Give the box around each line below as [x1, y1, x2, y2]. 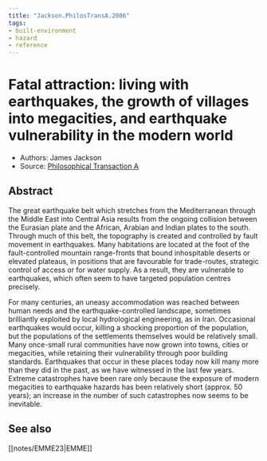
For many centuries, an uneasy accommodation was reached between [8, 297, 240, 307]
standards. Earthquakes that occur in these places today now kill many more [8, 357, 259, 366]
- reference [8, 41, 48, 49]
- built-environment [8, 26, 77, 34]
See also [8, 422, 52, 435]
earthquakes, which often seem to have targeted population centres [8, 273, 231, 283]
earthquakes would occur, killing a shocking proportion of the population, [8, 322, 249, 332]
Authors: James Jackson [19, 153, 102, 163]
